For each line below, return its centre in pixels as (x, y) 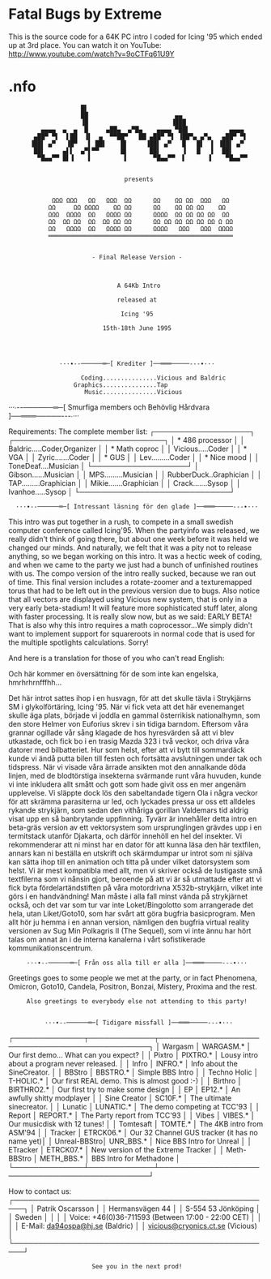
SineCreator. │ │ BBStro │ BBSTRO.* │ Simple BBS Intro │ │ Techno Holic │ (133, 1072)
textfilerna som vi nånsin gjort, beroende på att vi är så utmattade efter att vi (135, 879)
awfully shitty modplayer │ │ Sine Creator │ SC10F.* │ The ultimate (120, 1098)
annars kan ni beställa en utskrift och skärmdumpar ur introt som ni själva (131, 853)
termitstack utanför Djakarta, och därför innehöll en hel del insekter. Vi (125, 835)
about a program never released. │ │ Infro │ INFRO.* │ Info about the (123, 1063)
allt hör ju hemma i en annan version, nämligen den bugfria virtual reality (129, 922)
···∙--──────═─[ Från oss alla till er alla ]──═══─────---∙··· (137, 963)
